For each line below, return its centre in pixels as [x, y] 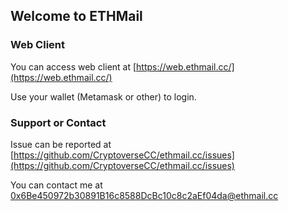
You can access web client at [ [73, 66]
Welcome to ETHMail [76, 16]
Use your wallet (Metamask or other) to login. [103, 96]
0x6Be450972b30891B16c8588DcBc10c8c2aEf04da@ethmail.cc [144, 195]
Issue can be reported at [61, 144]
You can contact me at [56, 185]
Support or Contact [58, 122]
